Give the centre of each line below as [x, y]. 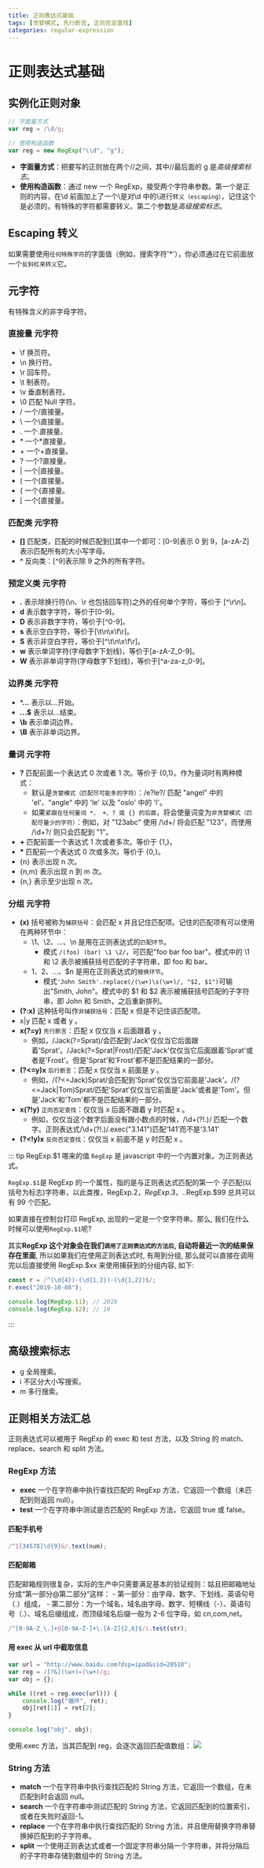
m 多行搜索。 [41, 1391]
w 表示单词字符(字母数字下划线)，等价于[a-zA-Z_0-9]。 [109, 651]
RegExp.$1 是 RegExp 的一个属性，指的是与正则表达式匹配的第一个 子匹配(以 [130, 1183]
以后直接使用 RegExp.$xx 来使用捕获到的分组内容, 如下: [104, 1266]
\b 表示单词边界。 [48, 721]
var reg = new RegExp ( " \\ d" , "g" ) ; [66, 151]
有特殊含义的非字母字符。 [49, 311]
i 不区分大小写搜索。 [53, 1381]
